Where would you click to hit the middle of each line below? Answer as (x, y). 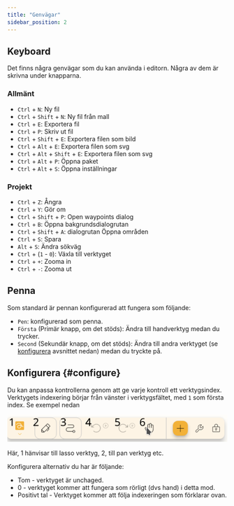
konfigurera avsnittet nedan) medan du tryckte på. (90, 351)
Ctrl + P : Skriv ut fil (45, 131)
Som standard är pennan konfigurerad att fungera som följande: (99, 307)
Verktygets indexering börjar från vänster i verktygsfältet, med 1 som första (116, 397)
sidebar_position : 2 (37, 22)
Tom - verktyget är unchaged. (60, 480)
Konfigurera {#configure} (64, 373)
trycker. (28, 336)
